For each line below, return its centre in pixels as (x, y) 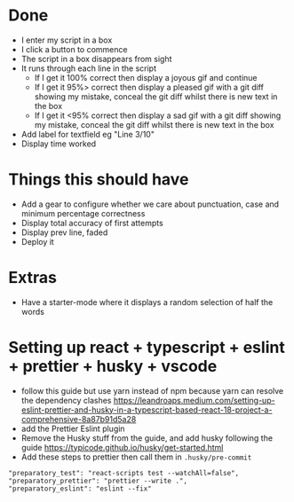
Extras (32, 278)
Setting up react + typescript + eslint (147, 348)
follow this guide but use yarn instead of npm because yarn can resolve (152, 390)
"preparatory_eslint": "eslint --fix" (80, 489)
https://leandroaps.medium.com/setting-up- (195, 400)
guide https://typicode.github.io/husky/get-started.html (122, 447)
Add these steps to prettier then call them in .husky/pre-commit (136, 457)
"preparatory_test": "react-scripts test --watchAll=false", (124, 473)
